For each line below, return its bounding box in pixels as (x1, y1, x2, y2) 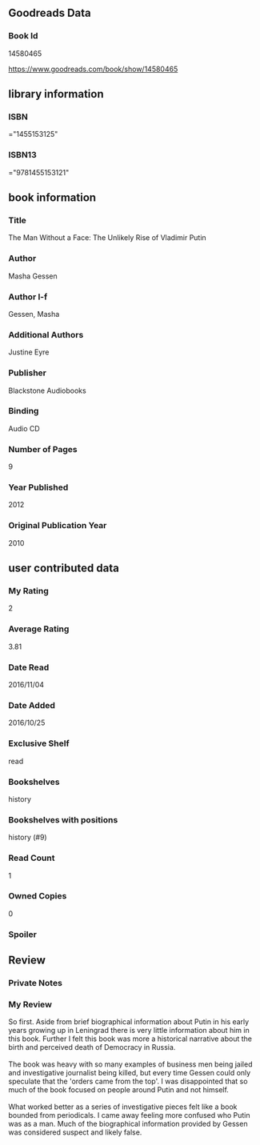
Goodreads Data (8, 6, 92, 20)
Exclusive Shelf (8, 738, 70, 749)
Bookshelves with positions (8, 814, 118, 825)
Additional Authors (8, 329, 84, 340)
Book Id (8, 30, 38, 42)
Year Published (8, 482, 69, 493)
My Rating (8, 586, 50, 597)
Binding (8, 406, 39, 417)
